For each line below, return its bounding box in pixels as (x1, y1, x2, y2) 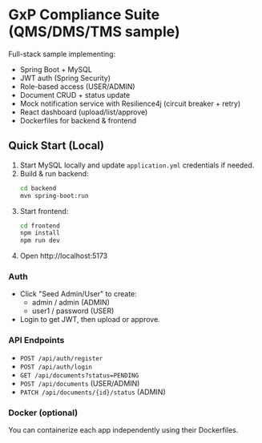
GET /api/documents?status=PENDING (19, 371, 139, 380)
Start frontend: (19, 206, 69, 215)
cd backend (19, 184, 57, 192)
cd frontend (19, 222, 60, 230)
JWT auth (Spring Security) (19, 73, 111, 83)
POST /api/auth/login (19, 363, 92, 371)
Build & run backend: (19, 168, 90, 178)
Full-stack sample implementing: (8, 49, 116, 58)
